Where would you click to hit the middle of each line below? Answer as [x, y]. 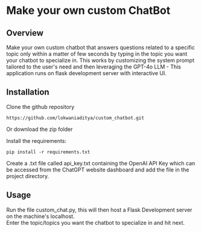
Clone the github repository [40, 107]
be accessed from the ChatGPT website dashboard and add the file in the [98, 170]
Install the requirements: [36, 141]
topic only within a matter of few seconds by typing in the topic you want [97, 54]
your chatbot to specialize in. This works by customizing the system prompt [101, 60]
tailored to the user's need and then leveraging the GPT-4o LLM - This [94, 67]
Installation [28, 92]
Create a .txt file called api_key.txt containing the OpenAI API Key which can [101, 163]
